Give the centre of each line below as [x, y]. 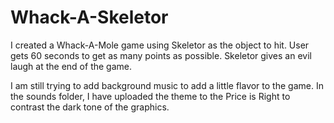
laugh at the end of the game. [71, 66]
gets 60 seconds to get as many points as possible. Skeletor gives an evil [161, 55]
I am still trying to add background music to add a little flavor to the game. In [167, 85]
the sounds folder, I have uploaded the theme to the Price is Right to [150, 96]
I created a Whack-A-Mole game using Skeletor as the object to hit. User [160, 45]
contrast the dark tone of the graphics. [90, 107]
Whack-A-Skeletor [89, 17]
